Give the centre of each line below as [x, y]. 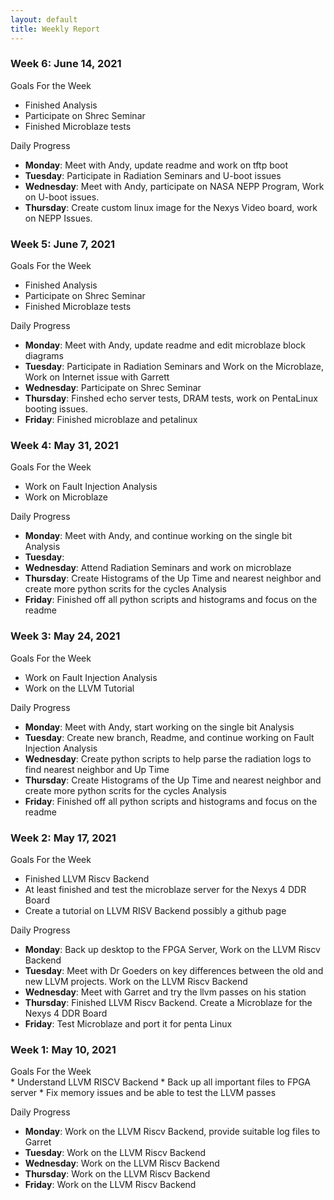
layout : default [44, 19]
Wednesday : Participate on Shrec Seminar [113, 388]
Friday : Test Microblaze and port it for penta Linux [128, 1023]
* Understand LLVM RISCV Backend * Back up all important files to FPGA [160, 1082]
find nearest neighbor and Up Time [97, 769]
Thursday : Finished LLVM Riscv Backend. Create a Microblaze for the [168, 1002]
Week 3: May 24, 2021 [65, 636]
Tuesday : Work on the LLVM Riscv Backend [115, 1153]
